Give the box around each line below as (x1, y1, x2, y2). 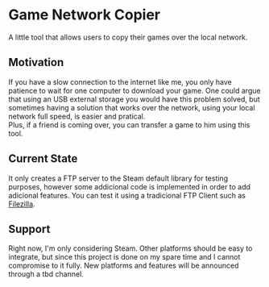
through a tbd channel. (8, 269, 85, 279)
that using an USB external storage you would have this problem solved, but (8, 94, 260, 104)
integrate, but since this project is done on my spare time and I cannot (8, 252, 241, 262)
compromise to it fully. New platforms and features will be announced (8, 260, 239, 271)
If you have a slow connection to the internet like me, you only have (8, 77, 232, 86)
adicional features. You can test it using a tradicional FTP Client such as (8, 190, 246, 200)
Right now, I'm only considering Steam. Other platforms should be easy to (8, 243, 253, 253)
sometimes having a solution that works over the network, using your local (8, 102, 255, 112)
